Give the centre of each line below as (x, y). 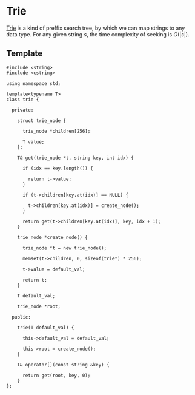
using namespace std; (34, 83)
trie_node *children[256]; (56, 131)
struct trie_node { (42, 120)
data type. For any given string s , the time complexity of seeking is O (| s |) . (98, 34)
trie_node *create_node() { (52, 237)
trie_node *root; (39, 306)
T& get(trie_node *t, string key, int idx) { (76, 158)
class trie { (23, 99)
